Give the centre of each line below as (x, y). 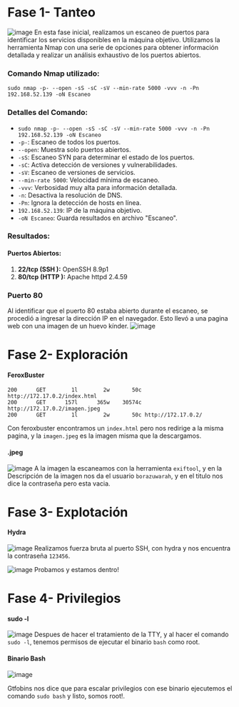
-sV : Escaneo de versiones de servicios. (76, 172)
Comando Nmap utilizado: (54, 74)
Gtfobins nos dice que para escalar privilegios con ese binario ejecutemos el (120, 688)
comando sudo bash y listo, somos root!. (66, 696)
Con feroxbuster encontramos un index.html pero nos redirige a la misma (116, 428)
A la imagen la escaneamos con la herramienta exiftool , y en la (128, 468)
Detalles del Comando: (47, 113)
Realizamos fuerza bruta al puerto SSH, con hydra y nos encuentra (132, 548)
